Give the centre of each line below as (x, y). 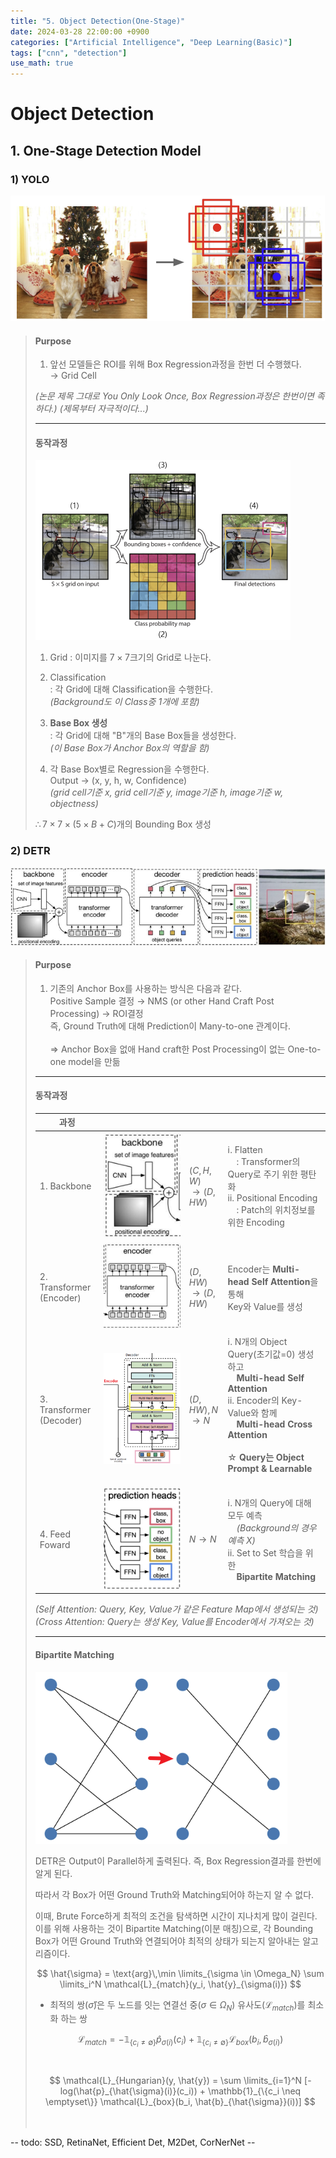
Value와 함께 (252, 1412)
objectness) (74, 804)
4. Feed (55, 1534)
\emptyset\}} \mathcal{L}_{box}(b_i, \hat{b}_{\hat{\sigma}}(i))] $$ (180, 2101)
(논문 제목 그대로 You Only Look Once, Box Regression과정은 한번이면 (174, 396)
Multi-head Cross (274, 1424)
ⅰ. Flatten (245, 1149)
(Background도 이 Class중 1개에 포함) (124, 702)
